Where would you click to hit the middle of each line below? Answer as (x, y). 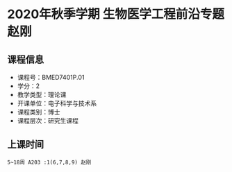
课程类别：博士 (39, 112)
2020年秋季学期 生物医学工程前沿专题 (116, 14)
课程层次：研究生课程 (48, 121)
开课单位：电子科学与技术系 (57, 103)
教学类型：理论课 (42, 95)
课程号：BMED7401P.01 (51, 77)
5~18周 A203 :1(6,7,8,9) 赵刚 (49, 162)
